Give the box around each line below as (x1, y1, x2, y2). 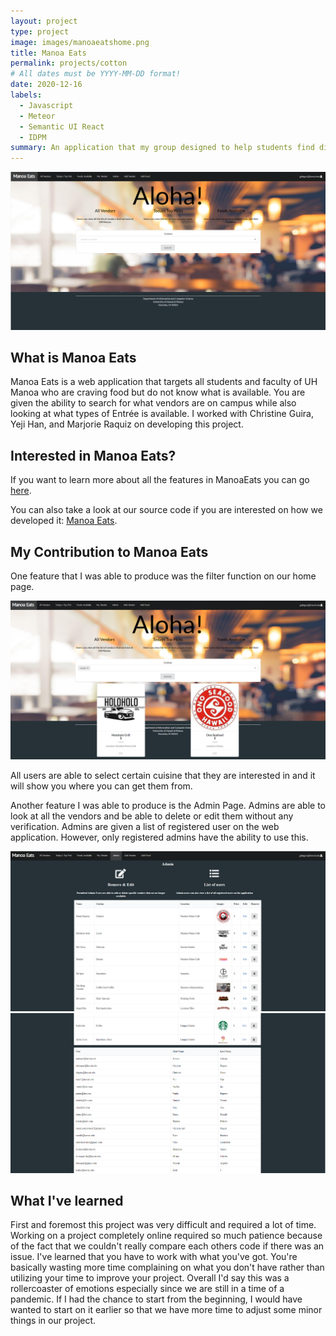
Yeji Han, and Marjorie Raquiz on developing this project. (10, 418, 244, 430)
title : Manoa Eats (10, 48, 87, 58)
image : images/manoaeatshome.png (10, 37, 150, 47)
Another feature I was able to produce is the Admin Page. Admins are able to (10, 800, 327, 812)
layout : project (10, 16, 78, 26)
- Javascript (19, 100, 74, 110)
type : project (10, 26, 70, 37)
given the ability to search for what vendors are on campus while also (10, 397, 297, 409)
